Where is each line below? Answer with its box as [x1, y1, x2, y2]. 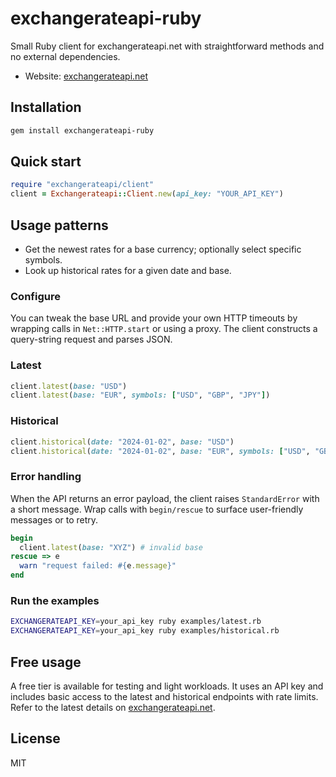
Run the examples [10, 593, 100, 607]
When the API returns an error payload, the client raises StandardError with [10, 492, 320, 504]
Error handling [10, 470, 82, 484]
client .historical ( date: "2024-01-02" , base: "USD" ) [10, 437, 235, 447]
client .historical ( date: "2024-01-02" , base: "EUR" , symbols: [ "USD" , [10, 446, 311, 456]
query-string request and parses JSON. [10, 333, 173, 346]
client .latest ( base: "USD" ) [10, 381, 128, 391]
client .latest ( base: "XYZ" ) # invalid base [19, 542, 203, 552]
